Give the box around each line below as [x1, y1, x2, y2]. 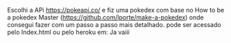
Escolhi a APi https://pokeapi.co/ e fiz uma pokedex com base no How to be [7, 6, 225, 14]
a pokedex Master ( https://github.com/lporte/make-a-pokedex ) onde [7, 13, 204, 21]
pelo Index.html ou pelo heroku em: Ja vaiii [7, 28, 130, 36]
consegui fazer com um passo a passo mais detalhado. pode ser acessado [7, 21, 221, 28]
